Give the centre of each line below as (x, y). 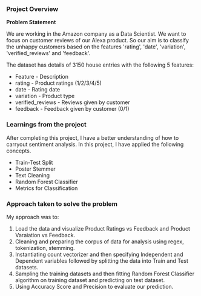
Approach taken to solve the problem (62, 203)
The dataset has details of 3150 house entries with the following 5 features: (100, 65)
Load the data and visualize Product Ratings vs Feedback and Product (103, 228)
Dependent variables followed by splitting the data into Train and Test (102, 261)
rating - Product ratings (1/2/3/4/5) (58, 83)
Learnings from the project (46, 125)
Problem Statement (31, 22)
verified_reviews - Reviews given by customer (72, 102)
